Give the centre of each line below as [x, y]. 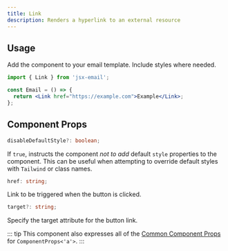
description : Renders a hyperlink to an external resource [94, 20]
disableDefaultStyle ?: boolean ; [54, 140]
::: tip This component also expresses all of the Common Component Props [114, 234]
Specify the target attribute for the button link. [73, 220]
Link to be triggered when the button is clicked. [74, 194]
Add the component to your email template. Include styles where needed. [112, 65]
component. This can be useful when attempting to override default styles [113, 161]
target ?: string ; [32, 207]
